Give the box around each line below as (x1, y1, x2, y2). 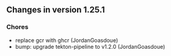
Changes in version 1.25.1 (6, 5, 105, 15)
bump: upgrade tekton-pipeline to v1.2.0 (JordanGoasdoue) (15, 43, 166, 50)
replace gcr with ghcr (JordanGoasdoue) (15, 36, 118, 44)
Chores (6, 23, 29, 31)
